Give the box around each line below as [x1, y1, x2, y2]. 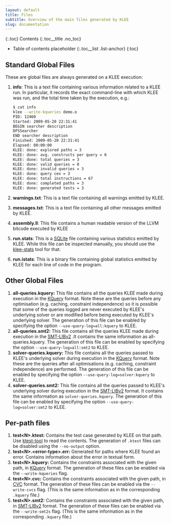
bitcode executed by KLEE [12, 225, 68, 232]
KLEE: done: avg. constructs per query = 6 [12, 152, 107, 157]
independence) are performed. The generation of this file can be [12, 366, 149, 372]
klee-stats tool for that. [12, 246, 61, 252]
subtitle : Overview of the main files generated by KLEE [5, 17, 129, 22]
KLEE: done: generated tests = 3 [12, 185, 84, 191]
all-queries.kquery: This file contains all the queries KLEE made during [12, 290, 163, 296]
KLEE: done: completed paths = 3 [12, 181, 84, 186]
